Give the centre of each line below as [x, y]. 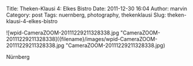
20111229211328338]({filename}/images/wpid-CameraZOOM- [82, 39]
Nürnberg [18, 57]
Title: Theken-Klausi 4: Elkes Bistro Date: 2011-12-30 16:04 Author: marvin [96, 9]
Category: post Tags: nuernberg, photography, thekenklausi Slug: [86, 15]
